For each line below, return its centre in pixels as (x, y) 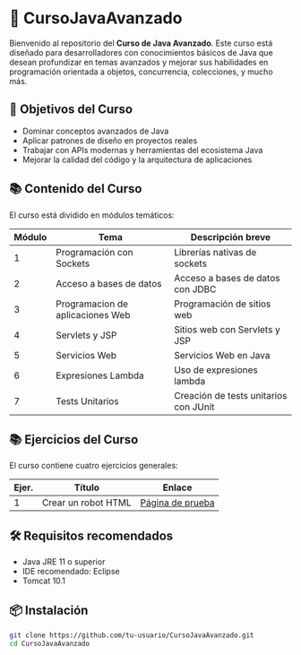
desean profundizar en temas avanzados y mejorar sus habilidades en (139, 62)
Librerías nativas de (215, 252)
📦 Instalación (49, 610)
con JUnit (194, 407)
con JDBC (195, 289)
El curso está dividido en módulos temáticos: (92, 215)
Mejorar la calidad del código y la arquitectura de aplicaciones (137, 159)
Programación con (94, 252)
